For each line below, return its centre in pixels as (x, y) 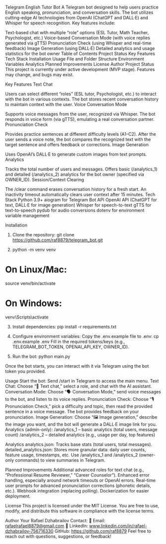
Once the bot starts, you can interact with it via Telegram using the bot (77, 366)
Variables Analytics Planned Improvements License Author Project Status (80, 64)
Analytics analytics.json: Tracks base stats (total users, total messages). (79, 444)
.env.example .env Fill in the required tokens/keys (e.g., (69, 341)
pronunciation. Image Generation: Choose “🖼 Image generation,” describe (81, 417)
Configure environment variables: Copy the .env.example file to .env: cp (85, 336)
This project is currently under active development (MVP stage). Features (80, 69)
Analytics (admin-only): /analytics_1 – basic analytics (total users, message (81, 429)
